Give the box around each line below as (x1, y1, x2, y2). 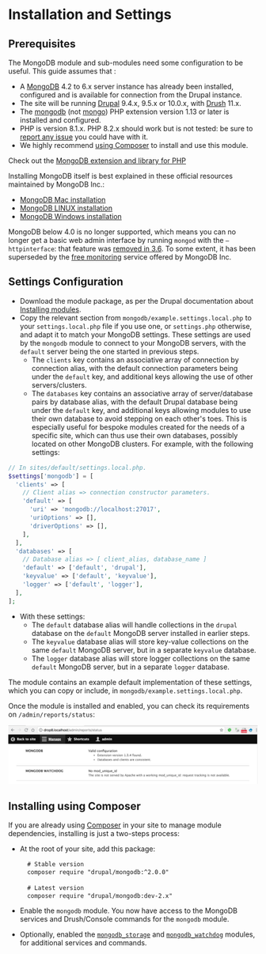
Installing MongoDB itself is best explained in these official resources (8, 172, 234, 180)
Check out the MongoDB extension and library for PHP (8, 156, 187, 165)
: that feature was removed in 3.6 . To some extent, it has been (54, 244, 256, 253)
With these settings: (19, 611, 85, 621)
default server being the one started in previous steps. (19, 346, 199, 356)
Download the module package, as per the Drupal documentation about (19, 296, 254, 305)
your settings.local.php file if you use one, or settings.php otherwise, (19, 321, 253, 331)
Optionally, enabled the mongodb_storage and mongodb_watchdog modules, (19, 929, 256, 939)
